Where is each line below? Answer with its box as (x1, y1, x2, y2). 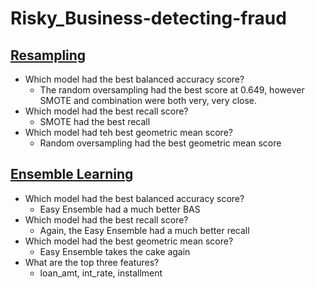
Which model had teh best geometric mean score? (24, 127, 233, 138)
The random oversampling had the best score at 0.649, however (39, 84, 305, 96)
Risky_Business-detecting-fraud (10, 7, 287, 30)
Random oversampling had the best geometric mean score (39, 137, 282, 149)
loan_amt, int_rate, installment (39, 267, 163, 279)
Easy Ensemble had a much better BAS (39, 203, 201, 215)
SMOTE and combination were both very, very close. (39, 95, 258, 106)
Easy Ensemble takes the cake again (39, 245, 191, 257)
